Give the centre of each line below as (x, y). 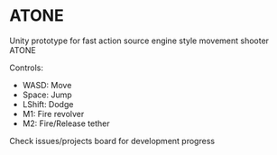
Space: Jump (47, 95)
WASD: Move (47, 85)
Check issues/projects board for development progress (112, 141)
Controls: (26, 68)
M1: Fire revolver (53, 114)
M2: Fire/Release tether (66, 123)
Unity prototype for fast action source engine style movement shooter (139, 41)
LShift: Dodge (48, 104)
